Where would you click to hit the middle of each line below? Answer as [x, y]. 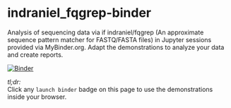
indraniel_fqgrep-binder [79, 13]
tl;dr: [14, 81]
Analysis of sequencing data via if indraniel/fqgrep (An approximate [106, 32]
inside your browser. [37, 97]
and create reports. [35, 55]
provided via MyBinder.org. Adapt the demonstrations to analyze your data [116, 47]
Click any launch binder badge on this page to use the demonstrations [110, 89]
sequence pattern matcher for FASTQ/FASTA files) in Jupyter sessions [109, 39]
